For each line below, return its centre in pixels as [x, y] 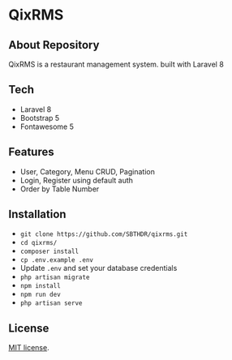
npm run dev [40, 295]
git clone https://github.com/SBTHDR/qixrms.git [104, 234]
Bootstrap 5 [40, 118]
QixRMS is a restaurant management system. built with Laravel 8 [116, 64]
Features [31, 152]
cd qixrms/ [39, 243]
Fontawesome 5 [47, 126]
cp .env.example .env [56, 260]
